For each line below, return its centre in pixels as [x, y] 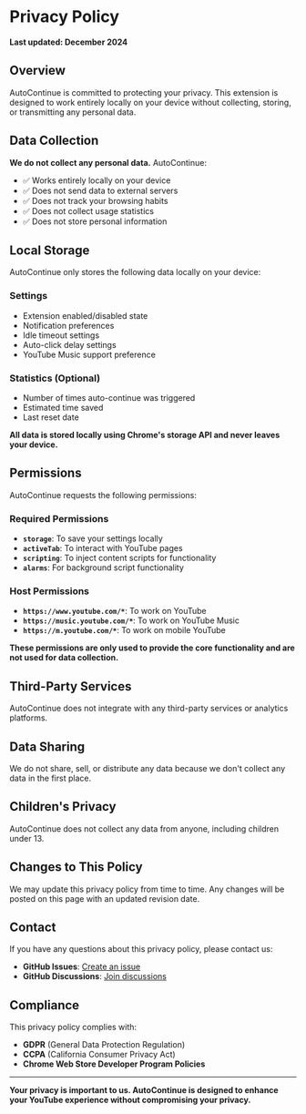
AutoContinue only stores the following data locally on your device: [135, 272]
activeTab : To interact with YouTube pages [103, 548]
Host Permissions [49, 591]
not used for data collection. [64, 658]
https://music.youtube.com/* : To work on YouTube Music [131, 620]
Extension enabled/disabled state [85, 315]
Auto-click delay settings [69, 344]
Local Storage [50, 250]
